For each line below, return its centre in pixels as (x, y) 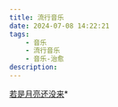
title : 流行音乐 (37, 17)
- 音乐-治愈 (45, 59)
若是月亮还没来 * (39, 94)
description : (34, 68)
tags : (19, 34)
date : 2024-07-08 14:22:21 (59, 26)
